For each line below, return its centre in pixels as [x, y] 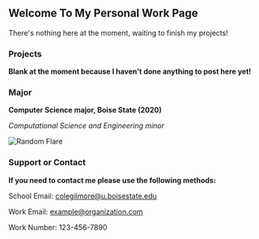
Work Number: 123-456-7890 [58, 227]
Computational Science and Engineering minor [86, 126]
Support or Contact [47, 163]
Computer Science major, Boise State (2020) [85, 110]
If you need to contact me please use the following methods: [112, 180]
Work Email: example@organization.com [76, 211]
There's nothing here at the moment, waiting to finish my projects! [118, 32]
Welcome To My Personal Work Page [103, 13]
